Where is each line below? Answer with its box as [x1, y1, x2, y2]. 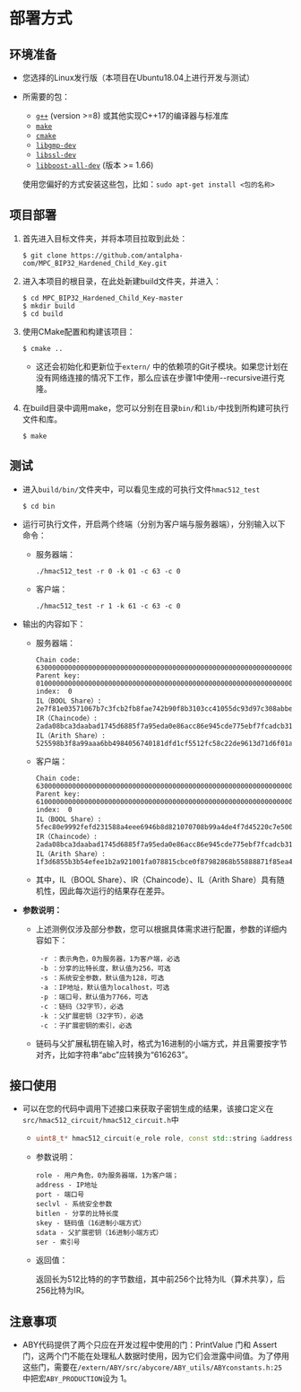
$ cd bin [21, 502, 56, 511]
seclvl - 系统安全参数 [35, 1200, 113, 1209]
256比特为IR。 [35, 1285, 90, 1296]
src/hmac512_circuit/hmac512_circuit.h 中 [21, 1115, 179, 1125]
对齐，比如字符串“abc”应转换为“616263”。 [35, 1049, 193, 1060]
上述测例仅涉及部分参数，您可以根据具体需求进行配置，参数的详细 [35, 924, 279, 934]
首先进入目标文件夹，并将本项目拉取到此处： [21, 232, 188, 243]
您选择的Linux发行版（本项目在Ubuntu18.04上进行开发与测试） [21, 73, 255, 83]
